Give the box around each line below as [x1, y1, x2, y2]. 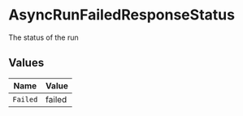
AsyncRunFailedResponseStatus [8, 6, 236, 24]
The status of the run [8, 32, 79, 42]
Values [8, 56, 45, 70]
